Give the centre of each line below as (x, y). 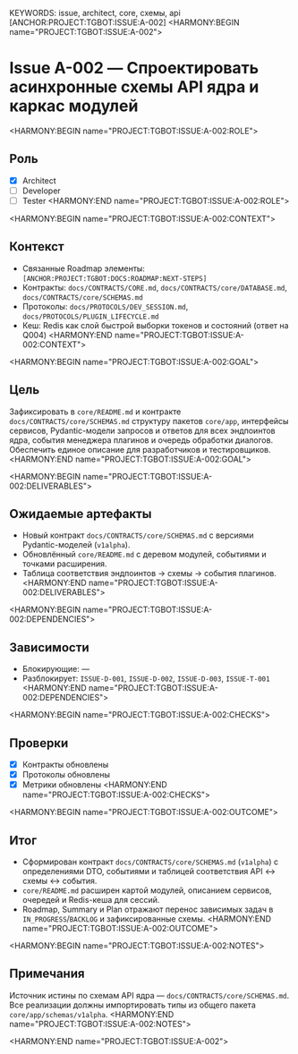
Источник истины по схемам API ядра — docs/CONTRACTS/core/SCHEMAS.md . (149, 995)
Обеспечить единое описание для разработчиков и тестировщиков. (140, 449)
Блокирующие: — (56, 669)
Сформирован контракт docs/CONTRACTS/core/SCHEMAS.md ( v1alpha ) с (150, 862)
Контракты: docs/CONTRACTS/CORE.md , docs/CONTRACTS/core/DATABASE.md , (155, 287)
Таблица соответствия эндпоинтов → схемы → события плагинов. (149, 574)
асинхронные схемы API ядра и (134, 87)
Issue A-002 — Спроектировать (134, 68)
